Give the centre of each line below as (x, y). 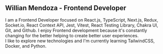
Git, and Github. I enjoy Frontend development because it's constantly (76, 30)
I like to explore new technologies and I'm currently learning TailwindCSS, (80, 41)
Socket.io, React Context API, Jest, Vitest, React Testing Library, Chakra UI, (82, 25)
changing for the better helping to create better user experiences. (72, 35)
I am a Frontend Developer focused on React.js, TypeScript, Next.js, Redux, (82, 20)
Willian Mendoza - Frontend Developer (66, 8)
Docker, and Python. (26, 46)
